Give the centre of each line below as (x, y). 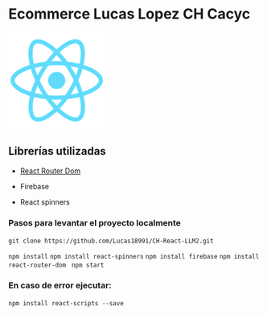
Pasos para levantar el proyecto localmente (94, 222)
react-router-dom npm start (56, 265)
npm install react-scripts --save (66, 304)
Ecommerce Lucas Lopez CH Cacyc (129, 14)
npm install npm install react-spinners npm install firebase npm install (134, 257)
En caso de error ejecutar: (60, 285)
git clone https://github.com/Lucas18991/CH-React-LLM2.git (111, 241)
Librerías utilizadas (57, 151)
